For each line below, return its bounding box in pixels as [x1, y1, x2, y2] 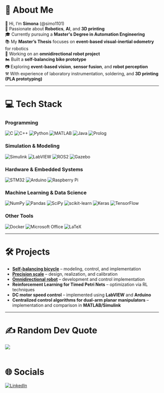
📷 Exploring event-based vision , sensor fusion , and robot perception [5, 64, 148, 69]
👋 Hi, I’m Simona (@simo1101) [5, 21, 64, 26]
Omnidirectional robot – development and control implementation [12, 276, 145, 282]
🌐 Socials [5, 366, 45, 377]
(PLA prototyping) [5, 76, 42, 82]
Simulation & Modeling [5, 143, 60, 150]
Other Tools [5, 213, 34, 219]
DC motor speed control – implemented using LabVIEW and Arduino [12, 292, 151, 298]
